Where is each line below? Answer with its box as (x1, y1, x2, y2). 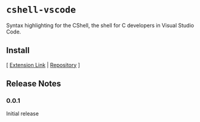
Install (6, 45, 30, 56)
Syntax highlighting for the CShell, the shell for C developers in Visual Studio (6, 22, 194, 29)
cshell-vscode (6, 4, 76, 16)
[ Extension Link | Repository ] (6, 61, 81, 68)
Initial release (6, 110, 39, 117)
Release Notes (6, 79, 61, 89)
